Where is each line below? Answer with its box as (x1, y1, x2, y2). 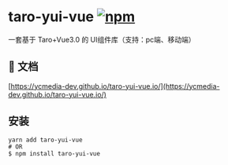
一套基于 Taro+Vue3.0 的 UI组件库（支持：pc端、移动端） (8, 35, 196, 44)
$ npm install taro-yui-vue (8, 149, 101, 157)
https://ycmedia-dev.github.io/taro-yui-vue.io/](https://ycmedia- (10, 81, 220, 90)
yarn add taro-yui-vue (8, 136, 83, 144)
